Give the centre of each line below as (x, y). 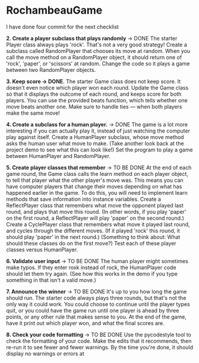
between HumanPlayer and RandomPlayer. (59, 156)
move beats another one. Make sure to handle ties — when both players (94, 106)
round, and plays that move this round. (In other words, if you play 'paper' (96, 212)
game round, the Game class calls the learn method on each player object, (97, 173)
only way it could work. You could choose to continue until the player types (98, 304)
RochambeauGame (54, 10)
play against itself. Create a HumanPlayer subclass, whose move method (95, 137)
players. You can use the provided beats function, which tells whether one (97, 100)
